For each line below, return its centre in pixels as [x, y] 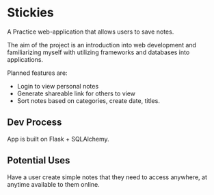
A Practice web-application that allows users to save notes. [91, 32]
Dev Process [35, 123]
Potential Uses [39, 160]
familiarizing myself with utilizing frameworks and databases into [98, 52]
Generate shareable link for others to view [76, 93]
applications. [25, 59]
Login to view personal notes [58, 86]
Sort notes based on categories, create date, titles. [89, 100]
